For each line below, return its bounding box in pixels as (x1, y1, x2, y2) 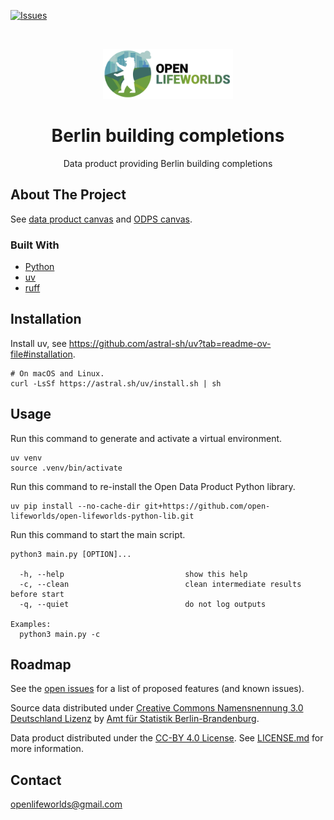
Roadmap (10, 656, 72, 674)
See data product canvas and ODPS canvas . (10, 213, 193, 225)
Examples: (10, 619, 52, 629)
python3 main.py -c (19, 629, 101, 639)
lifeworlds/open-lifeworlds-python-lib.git (10, 511, 195, 521)
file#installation (10, 348, 73, 360)
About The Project (10, 186, 127, 204)
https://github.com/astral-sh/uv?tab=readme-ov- (68, 337, 272, 349)
